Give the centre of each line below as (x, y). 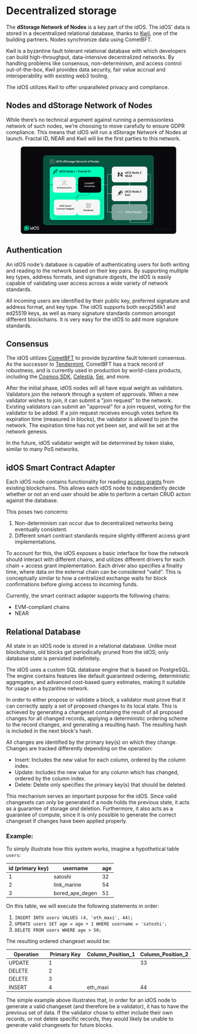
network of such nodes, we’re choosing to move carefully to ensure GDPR (95, 126)
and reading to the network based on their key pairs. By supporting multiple (97, 270)
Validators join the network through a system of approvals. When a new (92, 394)
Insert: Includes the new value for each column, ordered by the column (100, 760)
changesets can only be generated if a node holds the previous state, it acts (98, 802)
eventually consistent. (41, 529)
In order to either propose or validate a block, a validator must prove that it (96, 700)
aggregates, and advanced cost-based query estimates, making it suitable (96, 682)
